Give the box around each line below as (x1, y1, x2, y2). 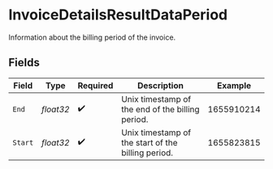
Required (77, 79, 114, 91)
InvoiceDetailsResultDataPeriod (8, 6, 228, 24)
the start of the (121, 137, 178, 148)
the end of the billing (121, 104, 201, 115)
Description (136, 79, 184, 91)
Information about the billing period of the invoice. (8, 32, 176, 42)
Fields (8, 56, 41, 70)
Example (216, 79, 252, 91)
